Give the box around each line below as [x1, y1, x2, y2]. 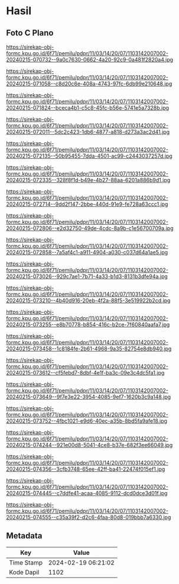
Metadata [6, 531, 43, 541]
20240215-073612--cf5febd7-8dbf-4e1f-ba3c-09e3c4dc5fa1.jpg [6, 369, 165, 376]
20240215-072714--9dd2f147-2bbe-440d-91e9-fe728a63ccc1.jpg [6, 200, 168, 208]
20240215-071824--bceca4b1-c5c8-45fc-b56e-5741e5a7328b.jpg [6, 104, 170, 111]
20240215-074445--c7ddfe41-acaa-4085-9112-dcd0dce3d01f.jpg [6, 490, 168, 496]
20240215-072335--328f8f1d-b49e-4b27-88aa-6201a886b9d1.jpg [6, 177, 171, 183]
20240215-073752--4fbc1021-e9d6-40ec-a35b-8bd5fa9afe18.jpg [6, 417, 167, 425]
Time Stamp [9, 559, 43, 567]
